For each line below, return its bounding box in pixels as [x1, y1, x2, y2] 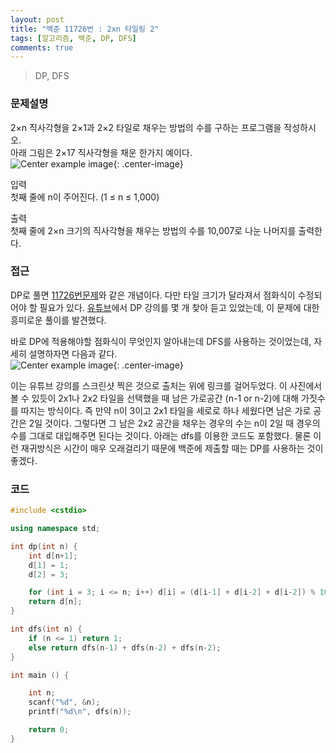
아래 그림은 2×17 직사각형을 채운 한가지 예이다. [10, 146, 193, 158]
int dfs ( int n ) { [10, 624, 83, 635]
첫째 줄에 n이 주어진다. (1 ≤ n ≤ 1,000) [10, 191, 160, 203]
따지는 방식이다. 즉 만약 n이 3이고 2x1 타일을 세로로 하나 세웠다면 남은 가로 [20, 404, 312, 416]
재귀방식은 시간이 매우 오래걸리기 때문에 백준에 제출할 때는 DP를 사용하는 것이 [20, 442, 324, 454]
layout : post [10, 14, 65, 25]
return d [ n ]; [28, 597, 83, 607]
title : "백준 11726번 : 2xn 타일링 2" [10, 24, 160, 34]
